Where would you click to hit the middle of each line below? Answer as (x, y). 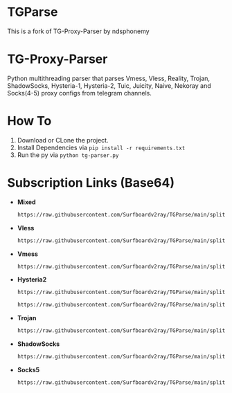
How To (29, 121)
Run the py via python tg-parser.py (68, 155)
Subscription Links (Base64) (91, 183)
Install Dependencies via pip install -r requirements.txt (101, 147)
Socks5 (28, 369)
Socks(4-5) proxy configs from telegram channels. (80, 93)
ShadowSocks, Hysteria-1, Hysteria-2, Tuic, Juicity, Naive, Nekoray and (109, 85)
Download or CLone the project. (63, 140)
